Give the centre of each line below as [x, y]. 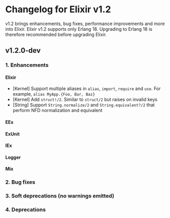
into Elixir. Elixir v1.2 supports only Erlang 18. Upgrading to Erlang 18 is [79, 29]
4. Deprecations [26, 210]
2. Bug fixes [20, 182]
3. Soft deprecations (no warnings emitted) [60, 196]
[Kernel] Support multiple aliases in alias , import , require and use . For [87, 89]
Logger [13, 157]
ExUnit [13, 134]
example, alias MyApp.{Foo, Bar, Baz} [54, 94]
